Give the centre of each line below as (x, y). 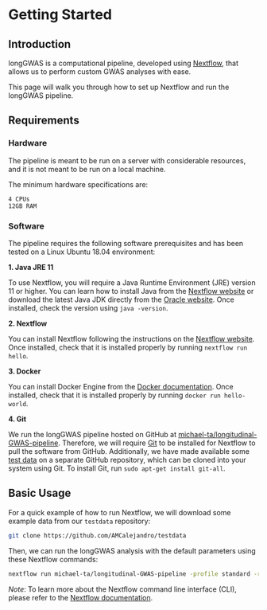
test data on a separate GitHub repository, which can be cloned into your (127, 459)
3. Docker (25, 371)
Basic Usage (40, 493)
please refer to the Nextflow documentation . (81, 597)
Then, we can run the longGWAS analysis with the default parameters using (132, 550)
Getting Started (60, 15)
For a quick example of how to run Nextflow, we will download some (120, 512)
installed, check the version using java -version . (88, 307)
